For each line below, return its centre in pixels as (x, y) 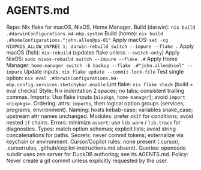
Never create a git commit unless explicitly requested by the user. (87, 160)
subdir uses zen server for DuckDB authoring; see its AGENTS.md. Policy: (97, 154)
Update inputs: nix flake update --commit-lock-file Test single (104, 71)
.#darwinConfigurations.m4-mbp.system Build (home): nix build (85, 33)
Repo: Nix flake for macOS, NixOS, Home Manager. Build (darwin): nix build (101, 27)
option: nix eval (26, 78)
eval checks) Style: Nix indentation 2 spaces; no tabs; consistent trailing (95, 90)
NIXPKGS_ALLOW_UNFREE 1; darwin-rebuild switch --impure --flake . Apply (100, 46)
